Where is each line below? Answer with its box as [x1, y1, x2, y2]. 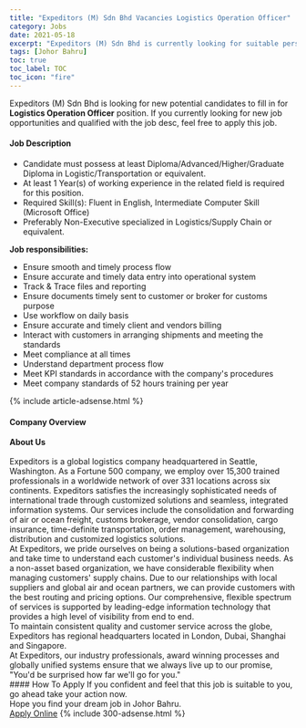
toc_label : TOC [9, 65, 67, 74]
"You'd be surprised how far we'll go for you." [9, 670, 181, 681]
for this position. [22, 187, 85, 198]
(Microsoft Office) [22, 206, 90, 217]
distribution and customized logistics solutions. [9, 534, 187, 545]
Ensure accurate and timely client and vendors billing [22, 319, 222, 330]
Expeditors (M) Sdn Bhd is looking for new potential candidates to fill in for [9, 98, 289, 109]
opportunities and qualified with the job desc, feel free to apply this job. [9, 117, 278, 128]
